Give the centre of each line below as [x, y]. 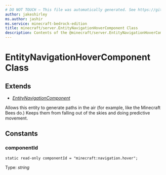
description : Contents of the [36, 33]
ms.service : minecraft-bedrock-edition [46, 24]
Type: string [17, 167]
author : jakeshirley [26, 14]
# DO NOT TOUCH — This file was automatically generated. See [70, 10]
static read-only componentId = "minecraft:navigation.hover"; [72, 158]
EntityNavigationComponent [41, 98]
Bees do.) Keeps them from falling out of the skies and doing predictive [78, 113]
